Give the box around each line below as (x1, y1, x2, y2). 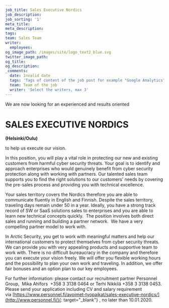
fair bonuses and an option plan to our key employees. (5, 266, 118, 272)
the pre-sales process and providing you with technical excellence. (5, 182, 144, 188)
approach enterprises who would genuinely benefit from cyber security (5, 166, 153, 172)
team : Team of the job (10, 82, 57, 87)
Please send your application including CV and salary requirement (5, 286, 142, 292)
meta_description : (5, 26, 44, 31)
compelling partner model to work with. (5, 224, 87, 230)
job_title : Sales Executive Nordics (5, 7, 82, 13)
